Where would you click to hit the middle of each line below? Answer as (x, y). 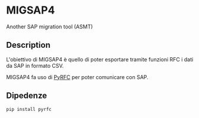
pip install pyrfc (29, 109)
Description (28, 45)
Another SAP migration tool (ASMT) (50, 27)
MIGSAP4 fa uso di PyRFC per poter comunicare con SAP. (77, 77)
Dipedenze (27, 96)
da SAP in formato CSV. (35, 65)
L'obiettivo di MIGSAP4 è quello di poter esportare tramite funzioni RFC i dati (100, 59)
